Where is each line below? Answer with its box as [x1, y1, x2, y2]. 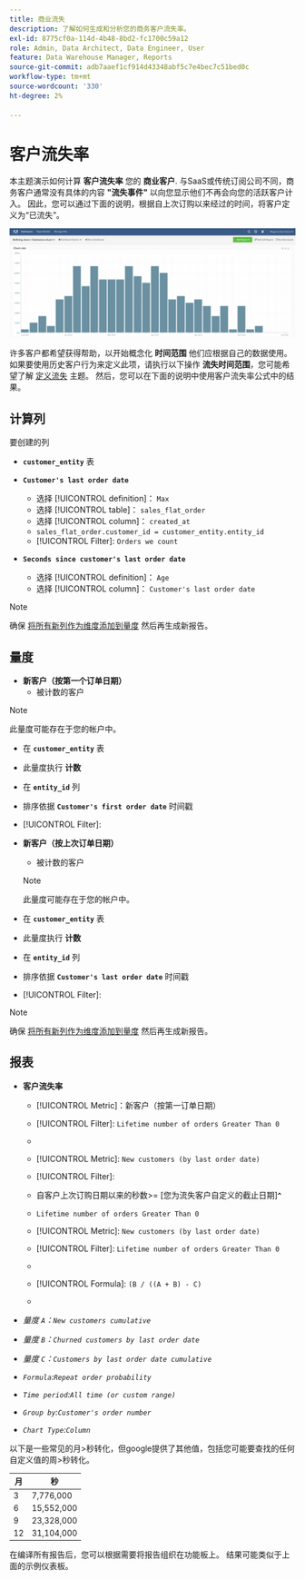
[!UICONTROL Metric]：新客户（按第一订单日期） [35, 1099, 221, 1110]
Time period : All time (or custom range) [22, 1388, 176, 1399]
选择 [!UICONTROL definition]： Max [35, 493, 170, 504]
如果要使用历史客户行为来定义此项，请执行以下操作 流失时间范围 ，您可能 [9, 359, 282, 370]
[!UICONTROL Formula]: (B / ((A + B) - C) [35, 1277, 202, 1289]
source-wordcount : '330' [9, 82, 103, 91]
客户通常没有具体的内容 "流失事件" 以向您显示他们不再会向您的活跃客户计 [16, 187, 293, 198]
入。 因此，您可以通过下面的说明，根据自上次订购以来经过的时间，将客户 [9, 198, 282, 209]
